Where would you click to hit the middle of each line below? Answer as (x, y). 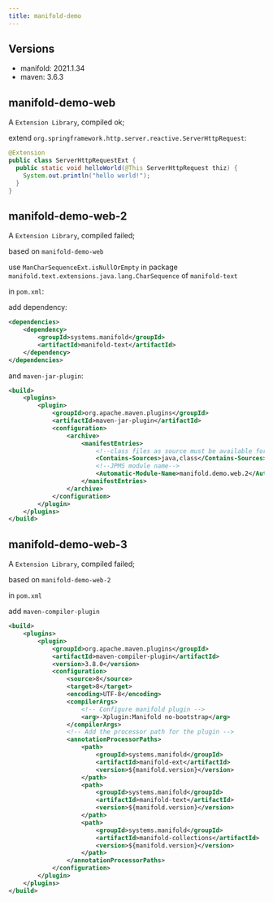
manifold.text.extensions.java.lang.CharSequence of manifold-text (123, 276)
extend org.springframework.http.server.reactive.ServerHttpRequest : (128, 138)
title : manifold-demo (45, 16)
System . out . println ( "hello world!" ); (87, 176)
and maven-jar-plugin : (46, 376)
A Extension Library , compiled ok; (67, 122)
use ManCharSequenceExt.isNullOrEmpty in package (93, 267)
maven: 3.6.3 (42, 77)
